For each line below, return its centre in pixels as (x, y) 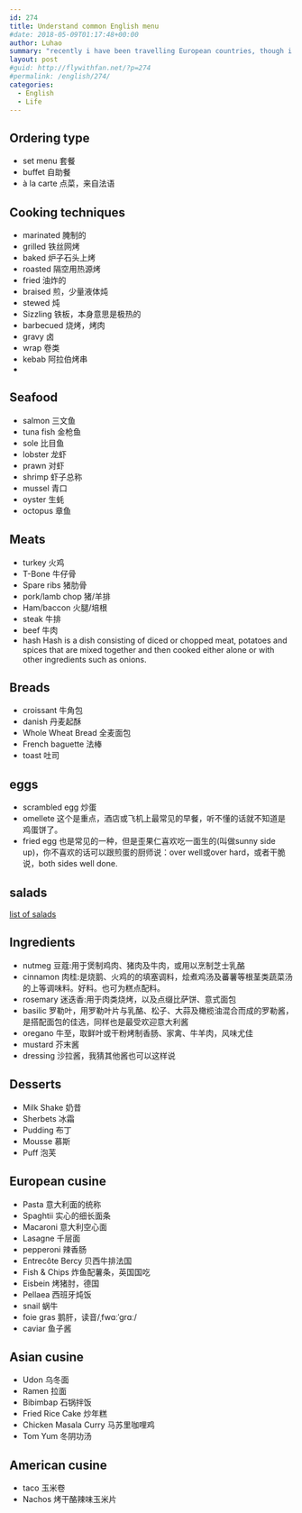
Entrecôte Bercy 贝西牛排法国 (77, 1261)
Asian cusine (46, 1357)
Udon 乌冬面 (46, 1380)
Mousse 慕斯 (46, 1141)
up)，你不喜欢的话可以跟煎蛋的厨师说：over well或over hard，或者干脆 (154, 852)
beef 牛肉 (40, 630)
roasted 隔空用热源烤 (61, 269)
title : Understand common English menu (84, 26)
